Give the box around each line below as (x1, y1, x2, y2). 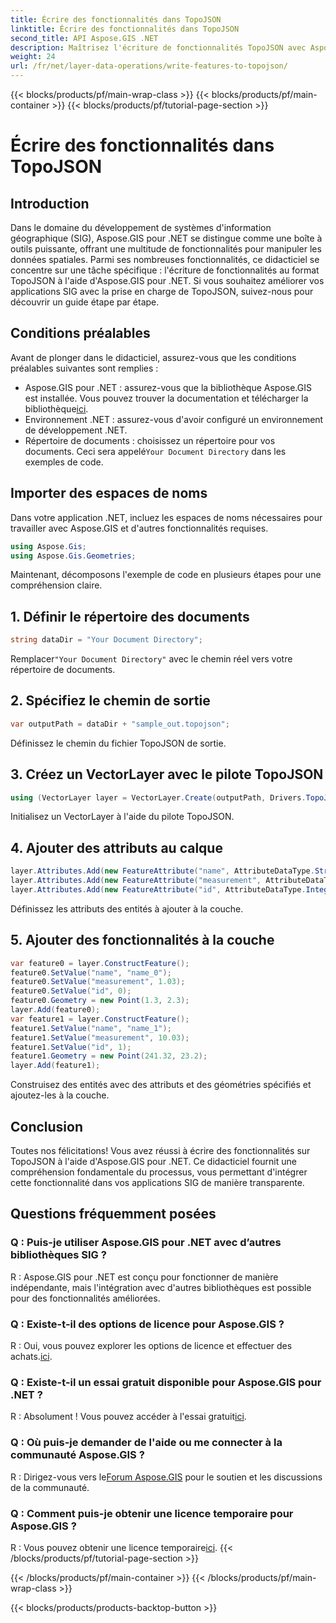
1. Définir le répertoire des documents (10, 608, 250, 625)
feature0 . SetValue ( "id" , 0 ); (10, 986, 132, 996)
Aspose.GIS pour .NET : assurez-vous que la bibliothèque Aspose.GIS (24, 381, 312, 393)
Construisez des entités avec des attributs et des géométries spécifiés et (10, 1079, 312, 1091)
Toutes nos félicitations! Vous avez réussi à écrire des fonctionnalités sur (10, 1145, 311, 1156)
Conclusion (10, 1118, 84, 1135)
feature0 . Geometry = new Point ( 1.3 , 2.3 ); (10, 996, 190, 1006)
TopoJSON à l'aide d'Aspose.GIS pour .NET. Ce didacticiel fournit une (10, 1156, 297, 1167)
